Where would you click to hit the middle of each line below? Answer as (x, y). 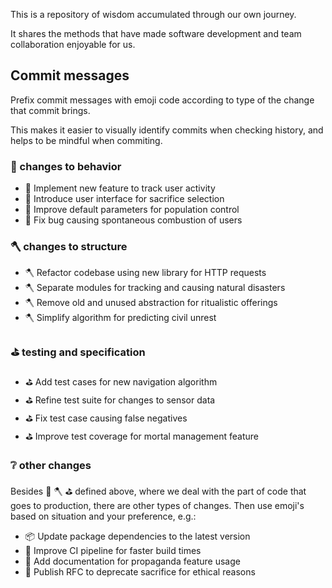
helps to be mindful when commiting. (86, 140)
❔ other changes (51, 465)
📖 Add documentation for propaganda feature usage (132, 561)
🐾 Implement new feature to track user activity (120, 188)
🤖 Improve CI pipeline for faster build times (113, 550)
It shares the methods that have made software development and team (156, 33)
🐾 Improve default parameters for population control (132, 210)
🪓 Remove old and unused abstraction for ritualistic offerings (151, 303)
